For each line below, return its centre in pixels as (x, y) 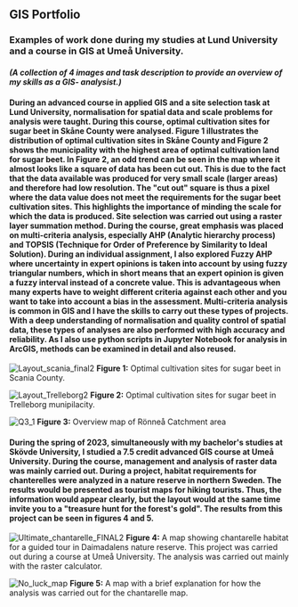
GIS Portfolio (45, 15)
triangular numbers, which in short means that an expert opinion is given (147, 273)
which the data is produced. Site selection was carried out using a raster (146, 216)
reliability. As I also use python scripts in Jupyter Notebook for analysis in (148, 339)
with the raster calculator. (56, 566)
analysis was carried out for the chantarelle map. (99, 593)
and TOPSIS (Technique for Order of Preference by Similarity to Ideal (138, 244)
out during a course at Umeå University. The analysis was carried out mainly (149, 557)
